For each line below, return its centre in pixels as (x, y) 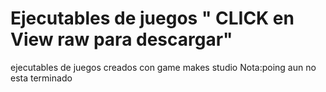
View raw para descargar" (121, 39)
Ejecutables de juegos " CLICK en (152, 18)
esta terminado (41, 78)
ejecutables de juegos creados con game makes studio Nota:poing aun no (163, 67)
